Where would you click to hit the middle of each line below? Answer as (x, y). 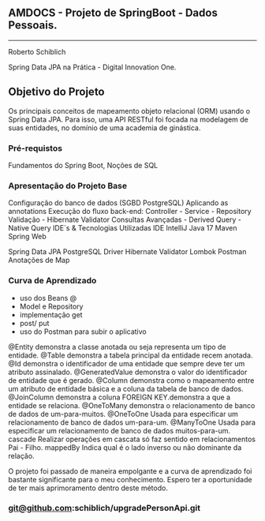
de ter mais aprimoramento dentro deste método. (88, 488)
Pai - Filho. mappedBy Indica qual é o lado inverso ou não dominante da (125, 447)
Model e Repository (51, 306)
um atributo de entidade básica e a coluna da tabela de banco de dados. (126, 388)
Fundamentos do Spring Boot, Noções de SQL (83, 165)
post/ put (34, 323)
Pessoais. (33, 26)
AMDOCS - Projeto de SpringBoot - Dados (113, 13)
